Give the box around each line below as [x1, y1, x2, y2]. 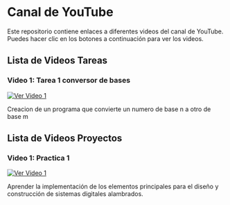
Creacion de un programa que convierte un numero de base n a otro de [7, 105, 211, 113]
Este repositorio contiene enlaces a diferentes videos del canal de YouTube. [7, 27, 224, 35]
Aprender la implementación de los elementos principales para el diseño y [7, 182, 219, 191]
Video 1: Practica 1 [7, 153, 70, 163]
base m [7, 112, 29, 120]
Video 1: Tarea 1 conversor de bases [7, 76, 130, 85]
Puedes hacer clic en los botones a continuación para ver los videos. [7, 34, 204, 42]
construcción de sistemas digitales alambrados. [7, 190, 143, 198]
